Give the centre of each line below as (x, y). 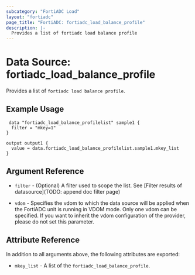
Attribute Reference (43, 240)
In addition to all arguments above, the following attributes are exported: (93, 254)
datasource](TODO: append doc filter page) (67, 191)
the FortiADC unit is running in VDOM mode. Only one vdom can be (96, 209)
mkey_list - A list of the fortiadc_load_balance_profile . (82, 265)
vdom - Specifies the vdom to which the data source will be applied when (102, 203)
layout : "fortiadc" (30, 17)
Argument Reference (45, 171)
